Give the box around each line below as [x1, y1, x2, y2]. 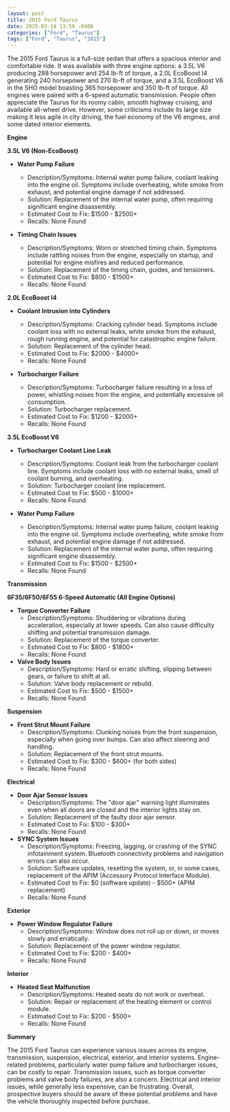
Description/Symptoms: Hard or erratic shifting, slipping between [27, 665, 211, 673]
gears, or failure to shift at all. [27, 672, 111, 681]
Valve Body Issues [16, 657, 71, 666]
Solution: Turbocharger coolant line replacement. [27, 481, 166, 490]
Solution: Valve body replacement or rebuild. [27, 679, 154, 688]
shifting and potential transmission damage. [27, 628, 151, 637]
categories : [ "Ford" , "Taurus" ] [7, 29, 100, 36]
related [7, 1060, 27, 1069]
